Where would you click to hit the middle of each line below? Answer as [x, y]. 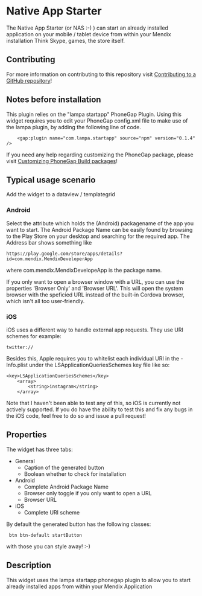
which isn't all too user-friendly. [46, 301]
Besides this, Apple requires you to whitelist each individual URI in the [93, 358]
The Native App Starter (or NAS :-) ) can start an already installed [87, 28]
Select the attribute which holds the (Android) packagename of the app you [100, 223]
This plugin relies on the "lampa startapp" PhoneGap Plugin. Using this [94, 114]
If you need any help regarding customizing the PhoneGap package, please [100, 155]
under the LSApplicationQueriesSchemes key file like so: [99, 365]
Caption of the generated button [64, 467]
